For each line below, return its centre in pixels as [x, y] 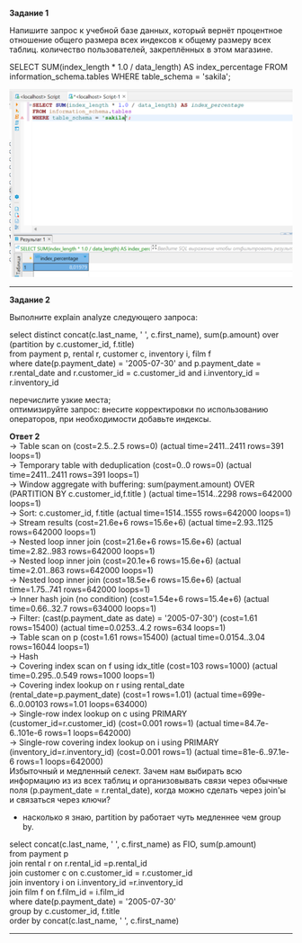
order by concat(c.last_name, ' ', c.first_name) [94, 921]
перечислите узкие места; [60, 400]
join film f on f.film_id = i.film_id [67, 892]
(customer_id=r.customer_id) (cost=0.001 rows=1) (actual [115, 723]
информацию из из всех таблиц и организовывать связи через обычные [148, 780]
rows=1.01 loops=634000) [99, 704]
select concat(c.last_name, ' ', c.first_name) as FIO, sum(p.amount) [133, 844]
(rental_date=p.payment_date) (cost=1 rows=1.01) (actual [115, 694]
